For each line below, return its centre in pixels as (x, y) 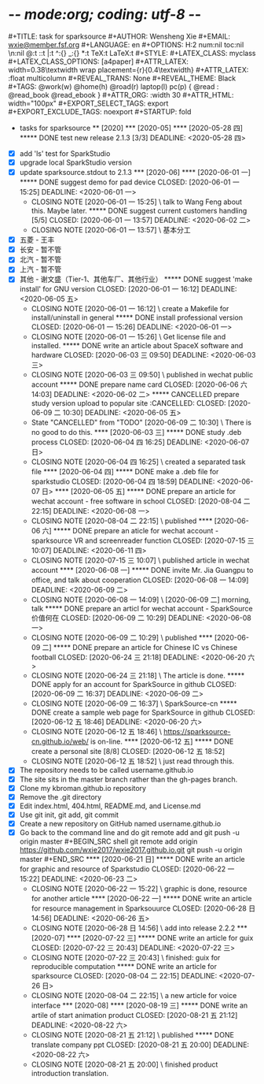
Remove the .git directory (60, 796)
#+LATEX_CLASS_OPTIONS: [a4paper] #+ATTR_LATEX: (98, 61)
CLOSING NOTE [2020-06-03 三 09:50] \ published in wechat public (142, 375)
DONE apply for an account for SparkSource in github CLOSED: (134, 685)
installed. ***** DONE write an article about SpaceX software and (137, 346)
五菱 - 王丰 (37, 240)
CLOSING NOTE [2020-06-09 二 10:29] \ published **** (122, 638)
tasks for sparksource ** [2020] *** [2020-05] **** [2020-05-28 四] (131, 128)
